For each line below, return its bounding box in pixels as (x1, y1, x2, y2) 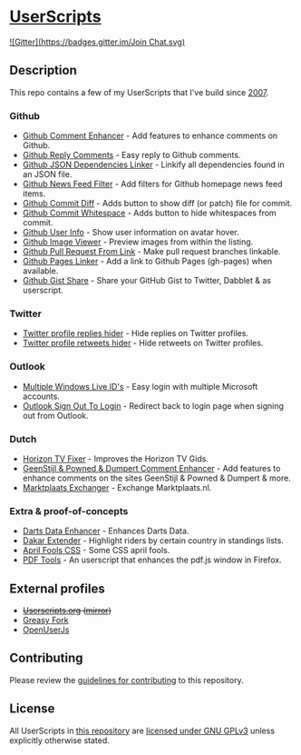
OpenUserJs (22, 624, 70, 635)
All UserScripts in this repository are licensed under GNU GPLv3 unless (9, 725, 275, 736)
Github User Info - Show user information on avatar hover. (22, 227, 240, 238)
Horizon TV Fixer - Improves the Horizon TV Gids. (22, 452, 209, 464)
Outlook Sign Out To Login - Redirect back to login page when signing (22, 400, 284, 411)
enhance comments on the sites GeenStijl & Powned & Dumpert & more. (22, 472, 292, 483)
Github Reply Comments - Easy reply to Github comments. (22, 150, 241, 161)
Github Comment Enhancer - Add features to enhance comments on (22, 130, 278, 142)
